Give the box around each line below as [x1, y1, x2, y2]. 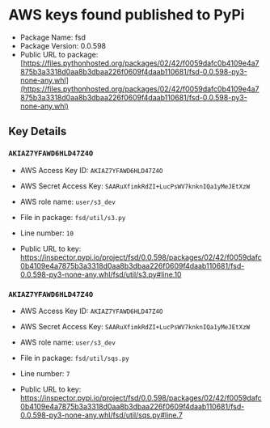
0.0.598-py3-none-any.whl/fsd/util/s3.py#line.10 [19, 269, 182, 279]
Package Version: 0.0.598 [19, 40, 107, 50]
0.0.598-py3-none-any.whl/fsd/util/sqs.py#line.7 [19, 410, 184, 420]
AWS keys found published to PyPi [8, 6, 245, 24]
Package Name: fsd [19, 32, 86, 42]
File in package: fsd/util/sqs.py [19, 353, 129, 362]
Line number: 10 [19, 228, 74, 238]
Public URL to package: [19, 49, 99, 59]
